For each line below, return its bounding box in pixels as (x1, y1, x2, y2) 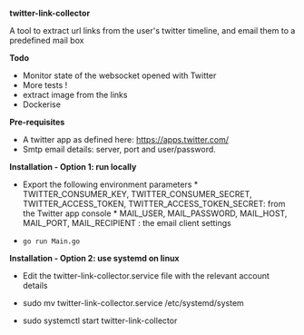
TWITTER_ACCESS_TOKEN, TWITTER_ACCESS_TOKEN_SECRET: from (22, 199, 286, 209)
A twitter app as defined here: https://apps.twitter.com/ (22, 134, 230, 144)
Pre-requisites (9, 117, 65, 127)
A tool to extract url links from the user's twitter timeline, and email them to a (9, 25, 296, 35)
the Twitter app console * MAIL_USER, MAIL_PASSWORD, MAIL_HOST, (22, 208, 288, 219)
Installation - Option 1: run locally (9, 162, 137, 172)
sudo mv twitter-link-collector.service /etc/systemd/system (22, 298, 245, 308)
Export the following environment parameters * (22, 179, 199, 190)
